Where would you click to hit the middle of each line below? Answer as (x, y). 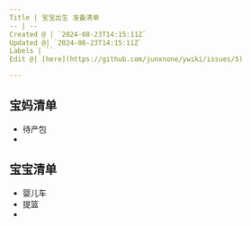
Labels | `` (31, 51)
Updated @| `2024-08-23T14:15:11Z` (76, 43)
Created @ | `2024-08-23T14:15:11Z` (78, 34)
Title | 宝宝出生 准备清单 (54, 17)
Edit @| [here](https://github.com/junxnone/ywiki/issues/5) (126, 59)
